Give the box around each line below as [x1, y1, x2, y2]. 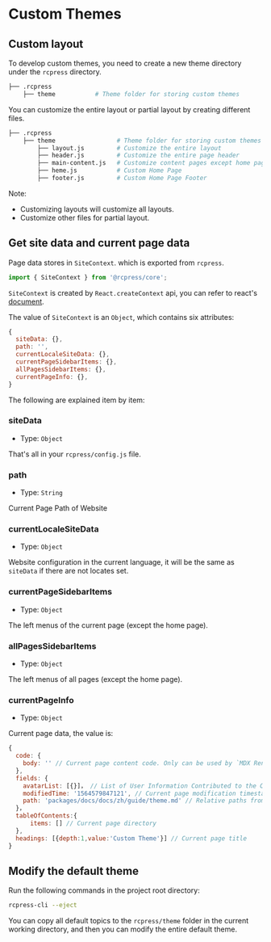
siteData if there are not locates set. [8, 566, 129, 576]
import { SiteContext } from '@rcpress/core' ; [8, 273, 168, 281]
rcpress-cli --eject [8, 902, 78, 910]
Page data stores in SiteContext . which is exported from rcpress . [8, 258, 224, 267]
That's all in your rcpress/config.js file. [8, 449, 141, 459]
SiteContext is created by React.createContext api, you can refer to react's [8, 288, 258, 297]
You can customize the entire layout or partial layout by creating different [8, 104, 251, 114]
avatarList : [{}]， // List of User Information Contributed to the [23, 781, 256, 790]
